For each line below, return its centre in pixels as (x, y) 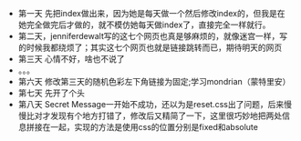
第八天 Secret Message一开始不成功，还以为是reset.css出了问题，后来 (151, 104)
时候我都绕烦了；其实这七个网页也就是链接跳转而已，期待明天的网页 (154, 47)
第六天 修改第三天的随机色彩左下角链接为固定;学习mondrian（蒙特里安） (154, 81)
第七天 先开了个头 (51, 93)
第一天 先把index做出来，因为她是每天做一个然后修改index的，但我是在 (151, 13)
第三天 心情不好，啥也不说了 (71, 59)
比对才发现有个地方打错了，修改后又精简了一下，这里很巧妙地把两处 (154, 116)
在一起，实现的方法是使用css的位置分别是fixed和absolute (150, 127)
